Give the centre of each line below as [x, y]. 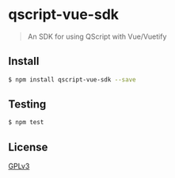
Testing [27, 104]
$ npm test [26, 123]
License [28, 147]
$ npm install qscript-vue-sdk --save [72, 80]
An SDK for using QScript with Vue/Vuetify [97, 36]
